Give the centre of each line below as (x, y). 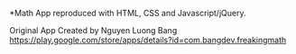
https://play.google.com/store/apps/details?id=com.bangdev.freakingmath (148, 40)
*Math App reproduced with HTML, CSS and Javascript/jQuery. (128, 13)
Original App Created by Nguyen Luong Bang (93, 30)
